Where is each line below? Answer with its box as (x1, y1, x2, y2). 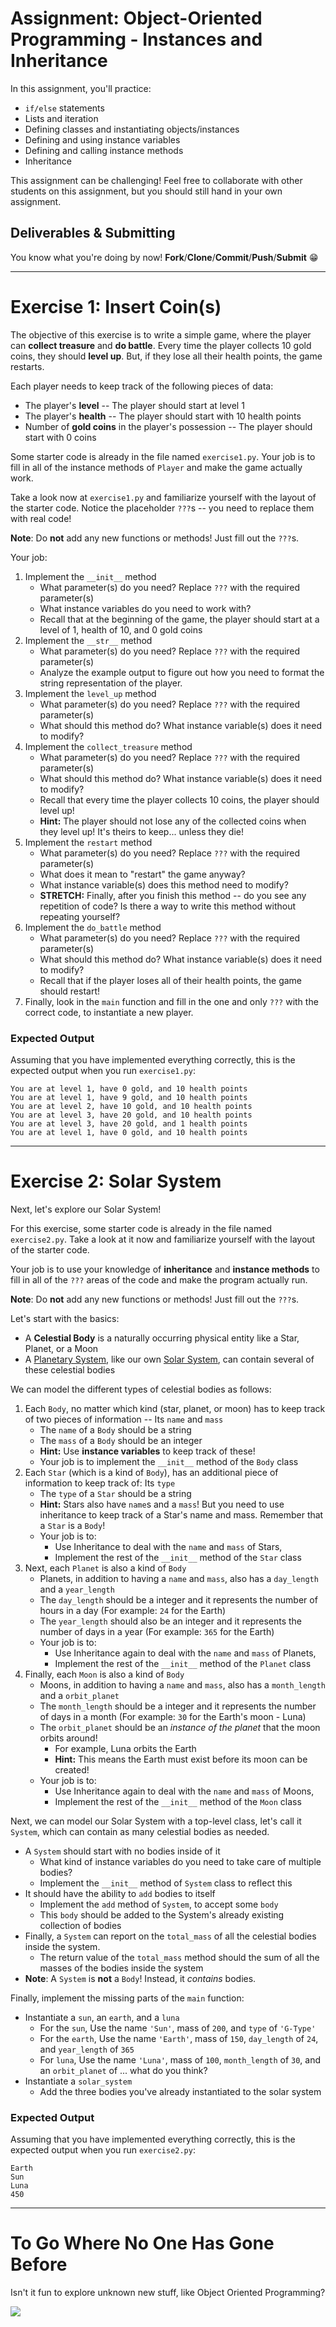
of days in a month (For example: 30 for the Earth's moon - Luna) (39, 1710, 307, 1722)
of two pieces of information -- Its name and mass (24, 1413, 224, 1425)
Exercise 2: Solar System (10, 1170, 222, 1193)
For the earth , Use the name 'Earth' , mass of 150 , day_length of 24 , (39, 2032, 319, 2044)
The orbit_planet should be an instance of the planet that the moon (39, 1721, 321, 1733)
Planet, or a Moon (24, 1342, 99, 1354)
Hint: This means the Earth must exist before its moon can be (54, 1753, 308, 1765)
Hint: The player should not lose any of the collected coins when (39, 815, 307, 827)
